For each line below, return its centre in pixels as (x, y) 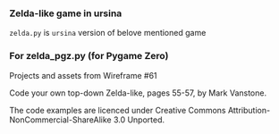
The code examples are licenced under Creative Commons (118, 110)
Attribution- (249, 110)
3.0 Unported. (139, 120)
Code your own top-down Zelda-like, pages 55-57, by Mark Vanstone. (138, 93)
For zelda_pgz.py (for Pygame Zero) (89, 56)
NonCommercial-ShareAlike (60, 120)
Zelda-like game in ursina (66, 13)
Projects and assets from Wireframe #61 (84, 75)
